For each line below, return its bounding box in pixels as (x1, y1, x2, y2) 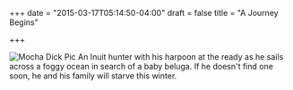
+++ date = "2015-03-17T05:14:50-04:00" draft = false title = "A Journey (9, 8, 280, 18)
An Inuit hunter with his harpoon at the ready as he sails (77, 52, 284, 61)
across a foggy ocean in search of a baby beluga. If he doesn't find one (9, 61, 273, 71)
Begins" (9, 17, 39, 28)
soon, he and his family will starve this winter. (9, 70, 177, 81)
